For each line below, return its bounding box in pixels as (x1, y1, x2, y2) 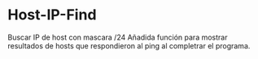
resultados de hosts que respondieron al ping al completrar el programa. (7, 40, 251, 50)
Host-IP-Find (7, 6, 97, 24)
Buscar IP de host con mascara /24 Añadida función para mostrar (7, 32, 228, 42)
